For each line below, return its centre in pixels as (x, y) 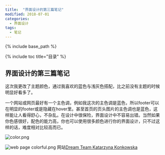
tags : (11, 28)
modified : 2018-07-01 (27, 14)
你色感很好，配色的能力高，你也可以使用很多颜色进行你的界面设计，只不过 (80, 121)
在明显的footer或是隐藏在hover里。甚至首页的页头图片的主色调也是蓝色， (79, 109)
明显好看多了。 (20, 92)
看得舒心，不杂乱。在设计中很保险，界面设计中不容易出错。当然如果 (91, 115)
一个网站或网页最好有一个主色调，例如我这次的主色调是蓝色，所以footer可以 (82, 103)
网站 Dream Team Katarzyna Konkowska (97, 147)
